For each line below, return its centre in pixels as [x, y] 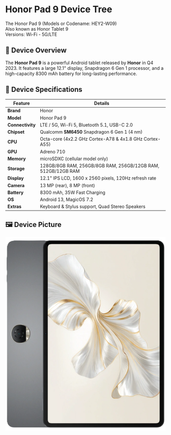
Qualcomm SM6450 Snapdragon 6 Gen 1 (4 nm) [91, 132]
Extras [15, 207]
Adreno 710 [53, 151]
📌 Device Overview [36, 50]
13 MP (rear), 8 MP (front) [67, 185]
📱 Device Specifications [44, 89]
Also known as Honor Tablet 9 [37, 29]
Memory [17, 159]
